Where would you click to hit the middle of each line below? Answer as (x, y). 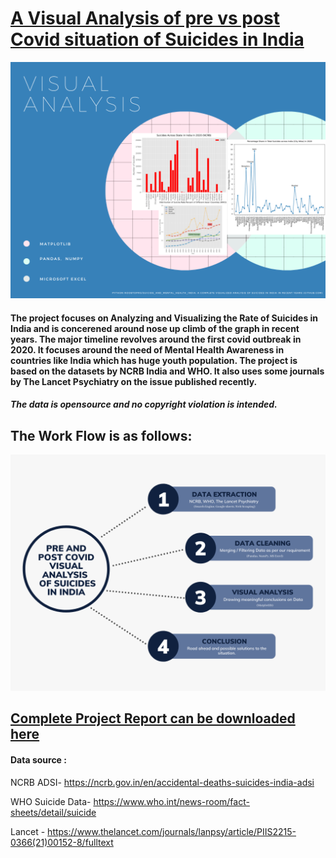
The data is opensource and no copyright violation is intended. (144, 404)
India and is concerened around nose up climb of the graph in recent (155, 328)
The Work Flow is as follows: (101, 435)
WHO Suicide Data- (51, 801)
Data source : (38, 759)
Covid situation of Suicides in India (157, 39)
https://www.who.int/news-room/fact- (171, 801)
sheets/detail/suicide (53, 812)
